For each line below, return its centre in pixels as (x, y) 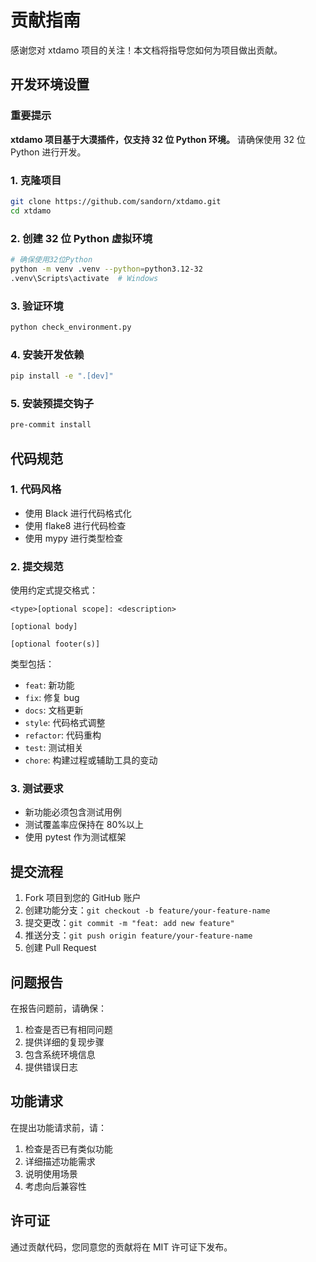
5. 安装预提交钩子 (52, 403)
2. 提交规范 (37, 566)
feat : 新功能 (49, 685)
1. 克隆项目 (36, 180)
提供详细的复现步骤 (64, 1042)
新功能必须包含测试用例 (73, 812)
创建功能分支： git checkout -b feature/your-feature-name (147, 910)
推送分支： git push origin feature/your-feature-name (138, 935)
